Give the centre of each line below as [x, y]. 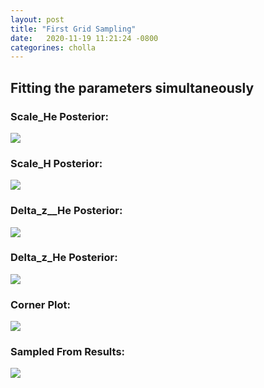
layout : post [37, 19]
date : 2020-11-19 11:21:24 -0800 [84, 38]
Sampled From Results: [68, 352]
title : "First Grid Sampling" [73, 29]
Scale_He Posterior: [59, 116]
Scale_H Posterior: [56, 163]
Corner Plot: [40, 304]
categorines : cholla [53, 47]
